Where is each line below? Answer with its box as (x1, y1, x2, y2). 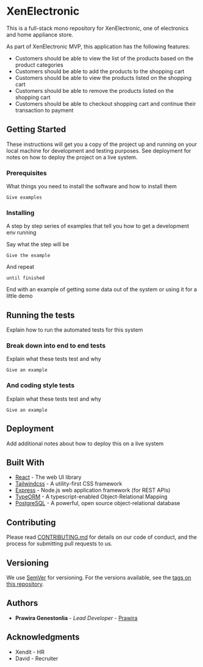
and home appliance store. (6, 31, 74, 38)
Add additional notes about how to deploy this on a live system (6, 440, 164, 447)
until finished (6, 275, 45, 282)
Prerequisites (6, 169, 47, 177)
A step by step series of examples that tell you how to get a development (6, 222, 190, 230)
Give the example (6, 252, 51, 259)
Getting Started (6, 124, 66, 135)
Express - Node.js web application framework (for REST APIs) (15, 487, 171, 494)
